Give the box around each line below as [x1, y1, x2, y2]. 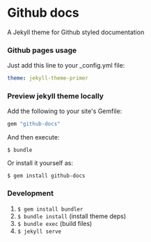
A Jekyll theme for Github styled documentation [7, 28, 145, 36]
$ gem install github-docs [7, 172, 86, 179]
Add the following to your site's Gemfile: [7, 107, 122, 116]
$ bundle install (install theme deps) [17, 211, 127, 220]
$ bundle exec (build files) [17, 219, 93, 227]
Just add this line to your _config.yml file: [7, 61, 125, 70]
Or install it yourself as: [7, 159, 73, 167]
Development [7, 188, 54, 198]
